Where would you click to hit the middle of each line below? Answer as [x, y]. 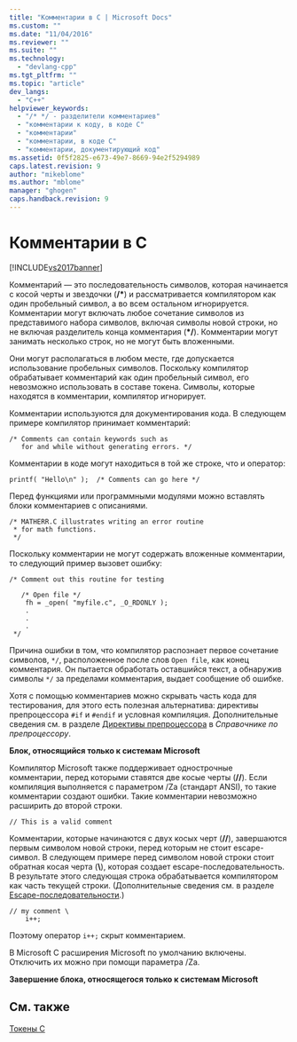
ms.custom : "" [35, 26]
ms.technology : [37, 59]
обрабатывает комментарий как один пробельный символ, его [129, 377]
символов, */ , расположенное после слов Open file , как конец [129, 659]
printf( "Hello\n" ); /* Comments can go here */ [105, 479]
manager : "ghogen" [43, 191]
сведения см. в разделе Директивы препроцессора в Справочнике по [144, 723]
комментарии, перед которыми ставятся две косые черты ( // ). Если [138, 777]
